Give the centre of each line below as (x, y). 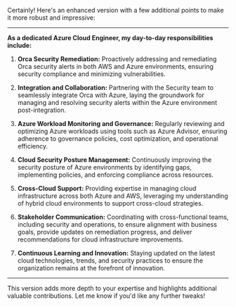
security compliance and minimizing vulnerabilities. (92, 74)
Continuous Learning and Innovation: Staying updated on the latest (116, 253)
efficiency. (32, 146)
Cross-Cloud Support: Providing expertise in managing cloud (107, 188)
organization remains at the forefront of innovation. (91, 268)
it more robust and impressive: (51, 18)
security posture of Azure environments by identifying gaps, (104, 167)
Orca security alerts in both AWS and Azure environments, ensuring (116, 67)
